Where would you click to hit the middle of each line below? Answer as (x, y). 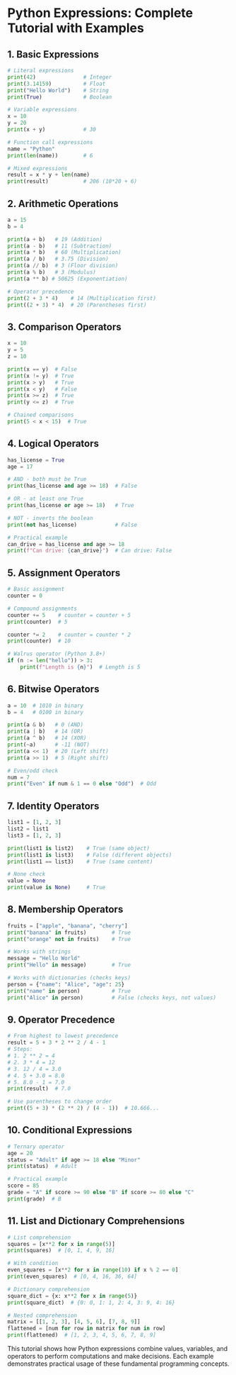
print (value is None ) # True (57, 888)
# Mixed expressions (38, 168)
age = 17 (20, 467)
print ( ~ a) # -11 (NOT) (49, 745)
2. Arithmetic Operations (63, 204)
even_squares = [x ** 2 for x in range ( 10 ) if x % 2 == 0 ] (93, 1270)
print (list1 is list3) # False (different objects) (90, 855)
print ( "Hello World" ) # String (58, 90)
